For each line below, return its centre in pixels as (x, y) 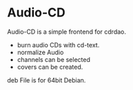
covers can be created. (50, 67)
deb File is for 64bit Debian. (47, 80)
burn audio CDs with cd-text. (58, 45)
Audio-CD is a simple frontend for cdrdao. (66, 32)
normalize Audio (40, 52)
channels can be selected (54, 59)
